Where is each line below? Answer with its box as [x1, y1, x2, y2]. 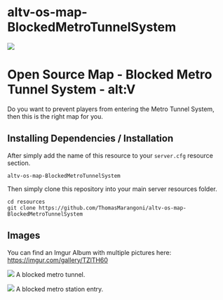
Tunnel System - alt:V [7, 81, 136, 98]
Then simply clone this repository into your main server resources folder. [7, 184, 217, 193]
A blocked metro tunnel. [15, 270, 86, 278]
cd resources [7, 198, 46, 205]
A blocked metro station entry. [15, 285, 104, 293]
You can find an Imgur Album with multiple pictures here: [7, 248, 172, 256]
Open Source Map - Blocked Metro [7, 67, 212, 83]
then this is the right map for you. [7, 112, 103, 120]
